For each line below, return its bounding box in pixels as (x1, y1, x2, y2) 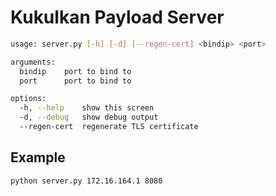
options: (10, 94, 47, 104)
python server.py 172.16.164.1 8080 (10, 176, 163, 186)
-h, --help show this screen (19, 103, 155, 113)
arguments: (10, 57, 56, 67)
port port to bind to (19, 76, 132, 86)
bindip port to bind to (19, 66, 132, 76)
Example (10, 149, 66, 166)
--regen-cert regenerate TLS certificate (19, 122, 199, 132)
